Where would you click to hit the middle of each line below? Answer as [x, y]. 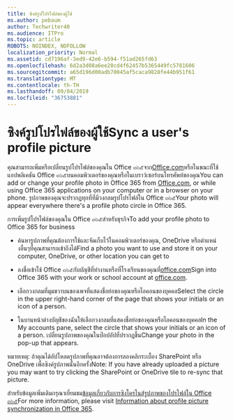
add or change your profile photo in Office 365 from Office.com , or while [112, 183]
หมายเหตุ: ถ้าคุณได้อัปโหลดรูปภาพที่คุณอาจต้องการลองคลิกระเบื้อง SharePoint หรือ [104, 356]
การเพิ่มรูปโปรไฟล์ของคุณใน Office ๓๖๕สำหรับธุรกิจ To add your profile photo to [108, 219]
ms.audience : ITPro [36, 33]
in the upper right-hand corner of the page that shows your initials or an [121, 299]
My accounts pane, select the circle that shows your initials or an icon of [121, 327]
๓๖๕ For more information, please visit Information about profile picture [108, 400]
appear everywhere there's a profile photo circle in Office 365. [97, 205]
